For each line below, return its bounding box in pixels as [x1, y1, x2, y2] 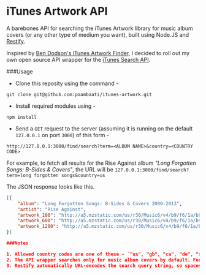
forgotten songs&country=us [33, 172, 105, 178]
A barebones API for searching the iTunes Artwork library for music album [6, 24, 193, 32]
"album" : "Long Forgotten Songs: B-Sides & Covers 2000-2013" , [17, 200, 183, 206]
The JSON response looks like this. [6, 183, 95, 190]
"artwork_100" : [17, 212, 56, 218]
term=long [6, 172, 32, 178]
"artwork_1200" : [17, 224, 59, 230]
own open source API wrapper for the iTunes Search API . [6, 56, 151, 63]
